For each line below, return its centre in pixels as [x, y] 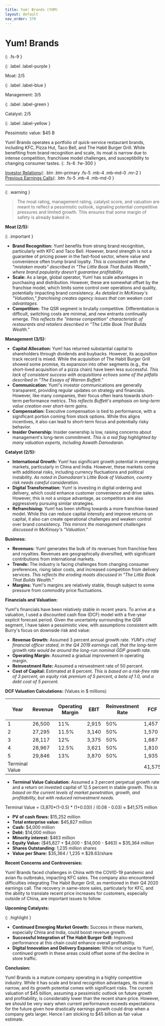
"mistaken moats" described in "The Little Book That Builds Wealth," [82, 267]
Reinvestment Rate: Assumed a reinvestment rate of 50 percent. [78, 666]
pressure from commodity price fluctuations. [57, 590]
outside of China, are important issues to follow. [53, 899]
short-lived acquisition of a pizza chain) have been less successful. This [85, 370]
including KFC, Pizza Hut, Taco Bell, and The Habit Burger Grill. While [75, 147]
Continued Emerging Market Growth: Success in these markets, [78, 927]
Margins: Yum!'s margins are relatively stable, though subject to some [83, 585]
